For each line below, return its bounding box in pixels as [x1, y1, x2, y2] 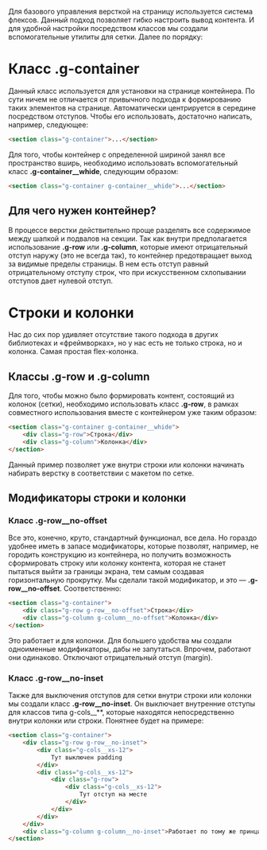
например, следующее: [8, 119, 89, 130]
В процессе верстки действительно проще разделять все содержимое [8, 225, 251, 235]
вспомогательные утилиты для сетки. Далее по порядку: [8, 32, 203, 41]
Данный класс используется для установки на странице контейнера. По [8, 86, 256, 95]
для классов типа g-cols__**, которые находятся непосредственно [8, 708, 234, 717]
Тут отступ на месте [79, 790, 148, 798]
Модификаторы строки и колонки [8, 491, 187, 505]
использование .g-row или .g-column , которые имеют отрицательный [8, 242, 248, 251]
